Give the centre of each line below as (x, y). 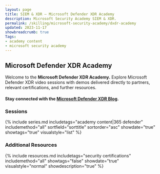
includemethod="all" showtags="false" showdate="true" (62, 161)
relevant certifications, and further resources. (51, 88)
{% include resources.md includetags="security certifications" (68, 155)
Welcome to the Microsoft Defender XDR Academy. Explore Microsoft (76, 77)
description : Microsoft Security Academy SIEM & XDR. (61, 19)
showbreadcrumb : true (27, 32)
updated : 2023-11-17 (26, 28)
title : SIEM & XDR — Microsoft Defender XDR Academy (60, 14)
